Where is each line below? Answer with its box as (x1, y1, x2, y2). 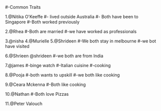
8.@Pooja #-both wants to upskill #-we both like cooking (5, 72, 120, 78)
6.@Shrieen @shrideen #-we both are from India (5, 53, 104, 59)
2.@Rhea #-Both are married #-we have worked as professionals (5, 29, 137, 34)
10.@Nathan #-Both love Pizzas (5, 91, 69, 97)
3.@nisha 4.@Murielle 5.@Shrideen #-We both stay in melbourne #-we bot (5, 38, 156, 44)
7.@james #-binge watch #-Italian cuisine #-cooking (5, 63, 111, 68)
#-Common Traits (5, 4, 41, 10)
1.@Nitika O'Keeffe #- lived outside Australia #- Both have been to (5, 14, 138, 19)
